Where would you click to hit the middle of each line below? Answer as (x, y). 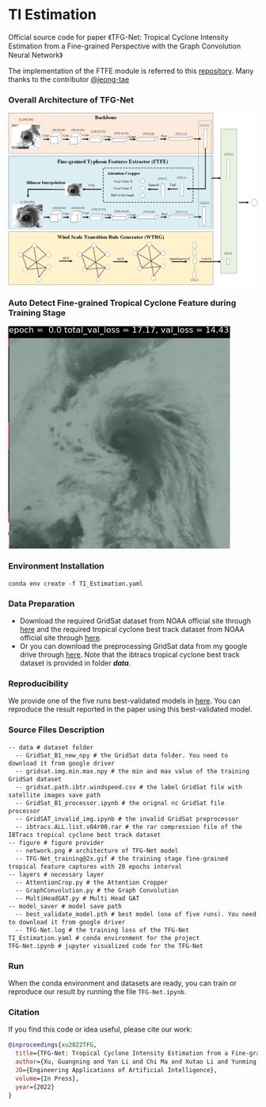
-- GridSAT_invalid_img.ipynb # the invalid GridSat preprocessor (127, 819)
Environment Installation (56, 566)
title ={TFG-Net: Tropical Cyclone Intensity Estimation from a (122, 1054)
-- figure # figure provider (56, 843)
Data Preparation (42, 604)
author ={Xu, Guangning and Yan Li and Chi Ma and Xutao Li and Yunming (136, 1062)
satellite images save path (55, 795)
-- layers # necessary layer (56, 874)
